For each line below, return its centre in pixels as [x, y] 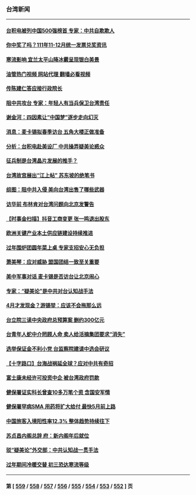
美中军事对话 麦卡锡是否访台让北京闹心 [53, 276]
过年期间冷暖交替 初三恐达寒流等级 [48, 464]
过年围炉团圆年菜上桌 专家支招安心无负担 [55, 247]
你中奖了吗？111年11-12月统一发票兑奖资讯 [56, 45]
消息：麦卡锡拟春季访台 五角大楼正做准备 [55, 132]
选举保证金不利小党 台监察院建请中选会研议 [58, 348]
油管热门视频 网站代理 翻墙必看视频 [48, 74]
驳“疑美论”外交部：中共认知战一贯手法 [52, 450]
